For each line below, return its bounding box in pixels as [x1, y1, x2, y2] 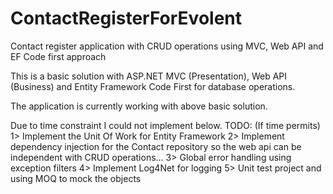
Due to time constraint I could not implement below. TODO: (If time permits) [10, 119, 321, 131]
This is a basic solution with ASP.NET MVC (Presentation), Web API [10, 70, 287, 82]
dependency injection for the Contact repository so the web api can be [10, 140, 302, 152]
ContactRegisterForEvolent [10, 7, 243, 30]
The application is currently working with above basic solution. [10, 100, 268, 112]
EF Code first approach [10, 50, 107, 62]
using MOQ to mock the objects [10, 172, 142, 184]
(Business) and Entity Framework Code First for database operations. [10, 80, 296, 92]
